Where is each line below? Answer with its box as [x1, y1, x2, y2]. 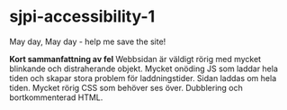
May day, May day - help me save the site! [9, 36, 166, 47]
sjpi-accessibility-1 [9, 6, 156, 27]
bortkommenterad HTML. [9, 92, 103, 103]
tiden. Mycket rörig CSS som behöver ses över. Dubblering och [9, 82, 243, 93]
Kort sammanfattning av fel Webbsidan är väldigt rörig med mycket [9, 53, 262, 64]
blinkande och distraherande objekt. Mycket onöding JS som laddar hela [9, 63, 279, 74]
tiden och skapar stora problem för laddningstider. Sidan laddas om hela [9, 72, 277, 83]
